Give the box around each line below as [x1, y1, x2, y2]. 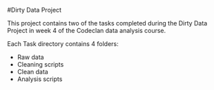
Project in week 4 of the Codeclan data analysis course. [7, 27, 166, 34]
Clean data [17, 68, 48, 76]
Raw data [17, 53, 44, 61]
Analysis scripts [17, 75, 63, 83]
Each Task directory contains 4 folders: [7, 40, 119, 47]
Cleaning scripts [17, 60, 64, 68]
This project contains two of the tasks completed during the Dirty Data [7, 19, 208, 27]
